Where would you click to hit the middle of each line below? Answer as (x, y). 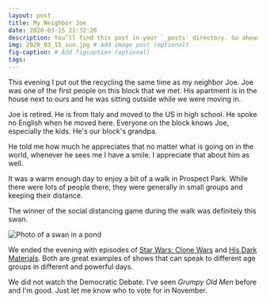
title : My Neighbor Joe (47, 23)
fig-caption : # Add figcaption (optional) (79, 52)
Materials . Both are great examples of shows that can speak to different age (132, 258)
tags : (17, 60)
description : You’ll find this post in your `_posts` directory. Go (123, 38)
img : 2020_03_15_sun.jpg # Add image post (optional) (99, 45)
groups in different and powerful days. (70, 267)
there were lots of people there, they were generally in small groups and (125, 187)
